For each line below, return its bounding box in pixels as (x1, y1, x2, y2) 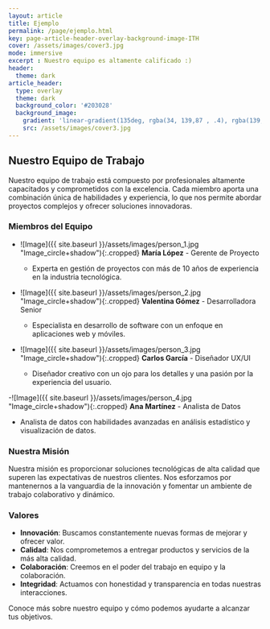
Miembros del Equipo (8, 221, 93, 232)
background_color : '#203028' (15, 101, 113, 110)
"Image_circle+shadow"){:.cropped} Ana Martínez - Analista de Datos (8, 401, 241, 411)
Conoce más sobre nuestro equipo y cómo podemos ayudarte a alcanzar (8, 603, 251, 613)
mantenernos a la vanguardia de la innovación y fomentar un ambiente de (8, 481, 252, 491)
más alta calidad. (19, 553, 76, 564)
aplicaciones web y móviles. (31, 329, 126, 338)
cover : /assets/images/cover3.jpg (8, 42, 125, 50)
